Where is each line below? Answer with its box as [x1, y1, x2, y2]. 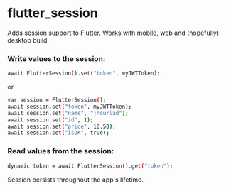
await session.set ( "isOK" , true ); [7, 129, 110, 136]
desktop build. [7, 36, 50, 44]
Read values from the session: [7, 146, 114, 156]
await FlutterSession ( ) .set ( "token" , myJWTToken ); [7, 70, 161, 77]
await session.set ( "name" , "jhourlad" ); [7, 109, 129, 116]
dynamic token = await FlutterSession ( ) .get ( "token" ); [7, 162, 173, 170]
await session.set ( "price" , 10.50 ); [7, 123, 116, 130]
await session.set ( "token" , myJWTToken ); [7, 103, 132, 110]
